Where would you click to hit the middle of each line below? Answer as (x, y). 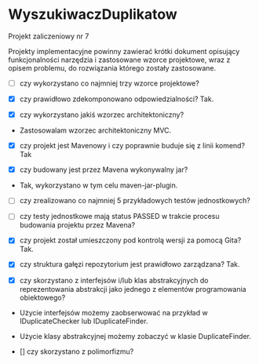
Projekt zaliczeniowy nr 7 (49, 36)
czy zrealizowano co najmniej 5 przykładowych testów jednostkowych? (135, 201)
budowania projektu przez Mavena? (77, 225)
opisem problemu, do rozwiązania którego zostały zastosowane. (112, 67)
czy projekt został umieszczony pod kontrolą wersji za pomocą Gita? (130, 240)
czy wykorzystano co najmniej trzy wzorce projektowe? (109, 83)
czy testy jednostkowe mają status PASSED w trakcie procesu (119, 217)
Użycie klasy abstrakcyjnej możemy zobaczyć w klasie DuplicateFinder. (135, 336)
